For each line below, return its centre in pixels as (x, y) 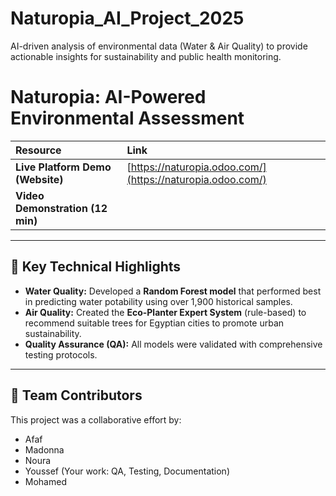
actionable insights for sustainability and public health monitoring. (146, 56)
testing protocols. (61, 354)
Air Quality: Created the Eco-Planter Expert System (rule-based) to (165, 312)
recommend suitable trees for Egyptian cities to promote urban (154, 323)
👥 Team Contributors (76, 395)
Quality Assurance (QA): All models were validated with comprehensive (173, 344)
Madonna (44, 449)
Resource (38, 150)
